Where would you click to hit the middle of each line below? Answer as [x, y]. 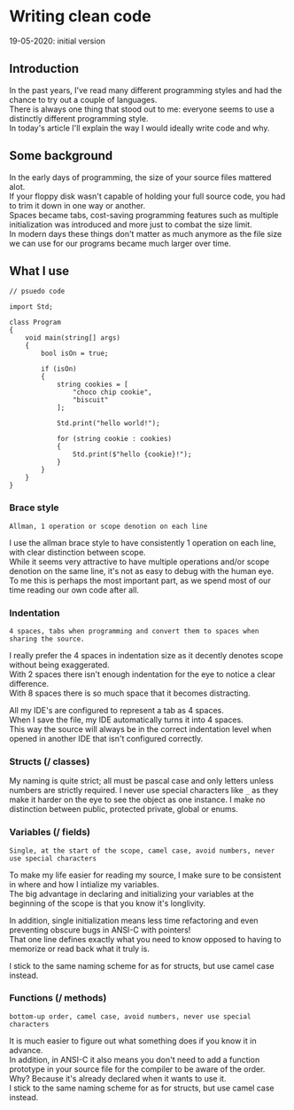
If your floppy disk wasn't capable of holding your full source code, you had [147, 196]
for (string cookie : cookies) [114, 439]
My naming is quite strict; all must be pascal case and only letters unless [142, 781]
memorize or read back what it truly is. [80, 949]
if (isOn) [59, 369]
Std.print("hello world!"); [108, 423]
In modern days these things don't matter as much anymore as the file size [146, 233]
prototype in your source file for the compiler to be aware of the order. [137, 1069]
